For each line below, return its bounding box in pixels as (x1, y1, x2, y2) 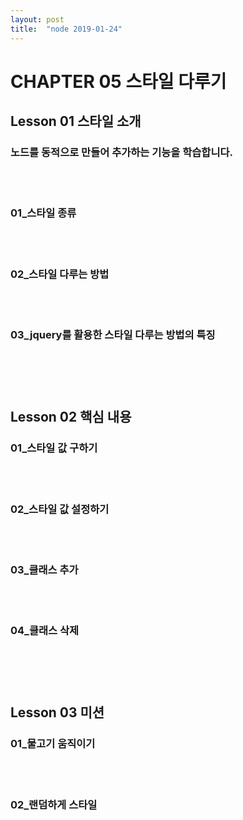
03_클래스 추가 (10, 562, 79, 576)
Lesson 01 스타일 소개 (10, 113, 142, 130)
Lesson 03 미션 (10, 704, 105, 721)
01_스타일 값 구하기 (10, 441, 98, 455)
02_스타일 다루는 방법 (10, 267, 110, 281)
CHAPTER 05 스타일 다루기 (10, 70, 227, 93)
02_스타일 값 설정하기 (10, 502, 110, 516)
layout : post (10, 14, 65, 25)
